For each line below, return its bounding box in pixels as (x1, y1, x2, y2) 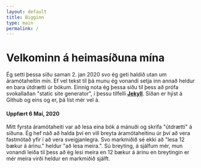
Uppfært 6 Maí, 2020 (6, 110, 60, 117)
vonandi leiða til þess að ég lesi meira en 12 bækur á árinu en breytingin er (6, 149, 190, 156)
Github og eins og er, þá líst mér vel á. (6, 96, 100, 103)
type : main (6, 20, 34, 26)
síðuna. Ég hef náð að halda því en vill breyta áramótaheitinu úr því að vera (6, 130, 191, 137)
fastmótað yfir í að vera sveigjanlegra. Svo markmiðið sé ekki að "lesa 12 (6, 136, 185, 143)
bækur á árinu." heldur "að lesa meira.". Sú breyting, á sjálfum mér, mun (6, 142, 183, 149)
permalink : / (6, 25, 39, 32)
